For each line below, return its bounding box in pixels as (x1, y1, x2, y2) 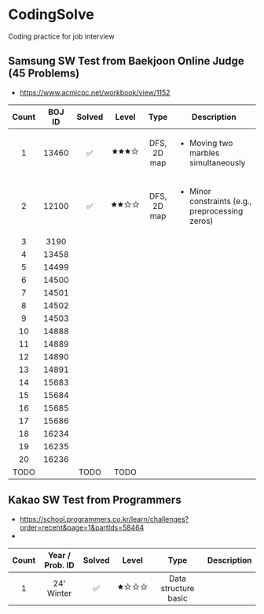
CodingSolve (8, 6, 94, 24)
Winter (46, 587, 72, 598)
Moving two (189, 137, 233, 148)
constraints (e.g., (189, 195, 252, 207)
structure (160, 582, 195, 594)
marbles (189, 147, 220, 158)
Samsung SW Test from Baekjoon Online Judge (8, 54, 245, 68)
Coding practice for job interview (8, 32, 115, 41)
